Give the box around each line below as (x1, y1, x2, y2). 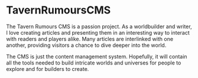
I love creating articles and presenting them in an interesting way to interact (6, 29, 190, 36)
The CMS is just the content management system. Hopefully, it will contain (6, 53, 187, 60)
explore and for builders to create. (6, 65, 89, 72)
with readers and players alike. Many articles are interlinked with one (6, 35, 173, 42)
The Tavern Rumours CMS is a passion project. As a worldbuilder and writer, (6, 23, 192, 30)
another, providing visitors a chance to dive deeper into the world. (6, 42, 167, 49)
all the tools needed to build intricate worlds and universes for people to (6, 59, 181, 66)
